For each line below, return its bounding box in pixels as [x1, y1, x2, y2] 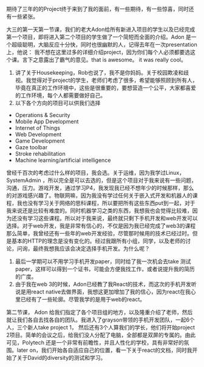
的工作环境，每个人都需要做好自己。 [15, 92, 106, 99]
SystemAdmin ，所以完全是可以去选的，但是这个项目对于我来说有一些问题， [6, 177, 197, 184]
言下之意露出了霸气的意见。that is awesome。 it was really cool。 [22, 56, 186, 63]
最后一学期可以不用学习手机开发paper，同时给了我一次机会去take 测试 [15, 258, 191, 265]
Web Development [15, 131, 62, 138]
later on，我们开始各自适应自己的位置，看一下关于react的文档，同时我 [16, 346, 192, 354]
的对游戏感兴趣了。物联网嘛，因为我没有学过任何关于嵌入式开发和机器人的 [6, 192, 192, 199]
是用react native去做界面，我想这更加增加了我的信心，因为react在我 [20, 288, 191, 295]
